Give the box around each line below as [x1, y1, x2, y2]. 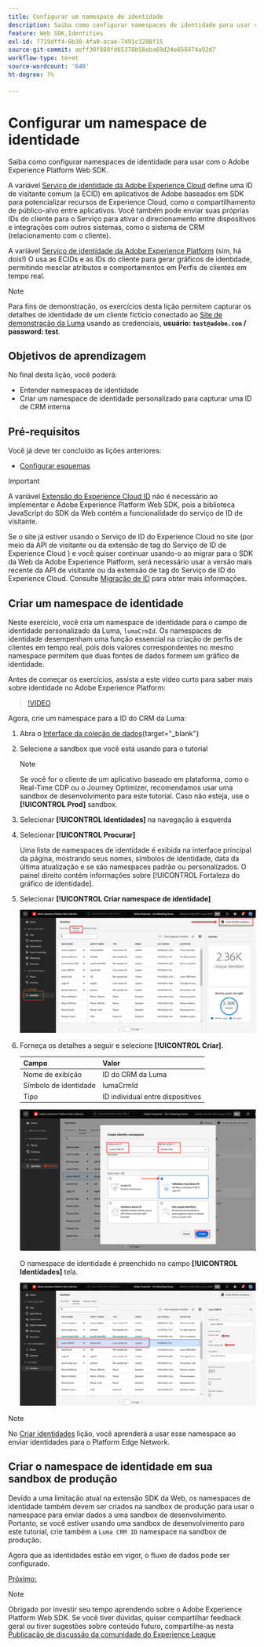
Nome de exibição [23, 1070, 82, 1079]
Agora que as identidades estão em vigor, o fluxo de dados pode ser [8, 1550, 230, 1560]
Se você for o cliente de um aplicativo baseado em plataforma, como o [19, 775, 249, 783]
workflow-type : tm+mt [8, 54, 79, 62]
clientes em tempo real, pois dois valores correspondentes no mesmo [8, 642, 234, 652]
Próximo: [8, 1574, 37, 1583]
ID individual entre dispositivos [101, 1091, 202, 1101]
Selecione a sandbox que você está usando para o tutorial [19, 744, 208, 753]
